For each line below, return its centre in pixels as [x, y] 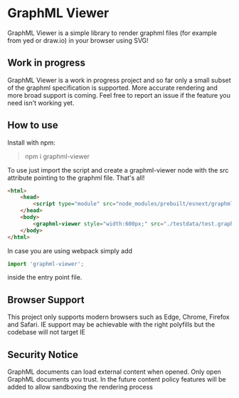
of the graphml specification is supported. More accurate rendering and [113, 88]
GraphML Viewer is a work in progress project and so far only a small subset [119, 80]
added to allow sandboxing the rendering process [80, 387]
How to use [33, 125]
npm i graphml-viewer [57, 156]
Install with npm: [31, 142]
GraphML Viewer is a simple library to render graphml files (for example [112, 33]
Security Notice [43, 354]
